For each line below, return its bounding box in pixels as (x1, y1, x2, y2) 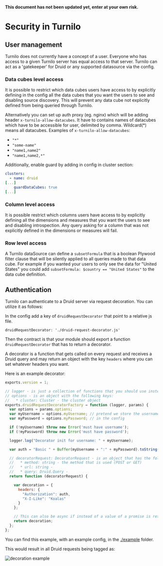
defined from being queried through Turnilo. (5, 102, 93, 109)
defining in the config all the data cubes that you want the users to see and (5, 92, 155, 98)
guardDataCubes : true (14, 185, 57, 189)
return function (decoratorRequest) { (9, 474, 88, 479)
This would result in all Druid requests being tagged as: (5, 546, 115, 552)
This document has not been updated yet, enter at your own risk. (5, 4, 139, 10)
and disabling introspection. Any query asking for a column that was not (5, 222, 149, 228)
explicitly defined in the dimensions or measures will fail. (5, 227, 118, 233)
